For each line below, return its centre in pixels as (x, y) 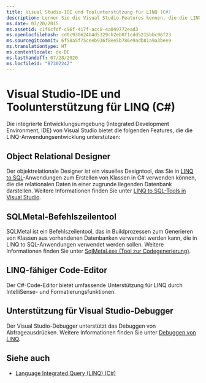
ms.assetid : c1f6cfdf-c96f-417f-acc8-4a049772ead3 (72, 29)
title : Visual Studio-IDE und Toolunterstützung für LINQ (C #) (89, 12)
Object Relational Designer (59, 156)
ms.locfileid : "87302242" (39, 63)
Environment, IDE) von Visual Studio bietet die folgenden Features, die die (100, 130)
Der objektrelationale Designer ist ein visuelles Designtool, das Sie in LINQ (100, 171)
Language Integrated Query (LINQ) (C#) (66, 373)
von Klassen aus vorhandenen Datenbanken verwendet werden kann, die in (102, 238)
